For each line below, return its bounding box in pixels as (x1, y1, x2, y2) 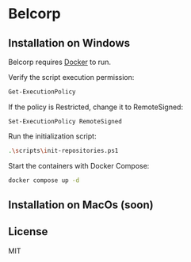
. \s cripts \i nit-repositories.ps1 (8, 146, 119, 154)
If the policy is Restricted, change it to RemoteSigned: (8, 102, 184, 112)
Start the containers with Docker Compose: (8, 161, 150, 170)
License (8, 225, 48, 238)
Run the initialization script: (8, 131, 97, 141)
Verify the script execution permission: (8, 73, 135, 82)
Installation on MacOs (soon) (8, 199, 154, 212)
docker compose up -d (8, 176, 80, 184)
